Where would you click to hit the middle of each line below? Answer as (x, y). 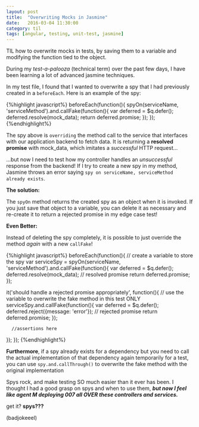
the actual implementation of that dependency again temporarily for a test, (97, 358)
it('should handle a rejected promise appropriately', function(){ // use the (95, 293)
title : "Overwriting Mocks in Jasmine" (57, 17)
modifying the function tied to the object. (56, 57)
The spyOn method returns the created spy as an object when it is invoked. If (99, 202)
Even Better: (22, 226)
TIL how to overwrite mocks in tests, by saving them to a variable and (91, 51)
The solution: (23, 190)
